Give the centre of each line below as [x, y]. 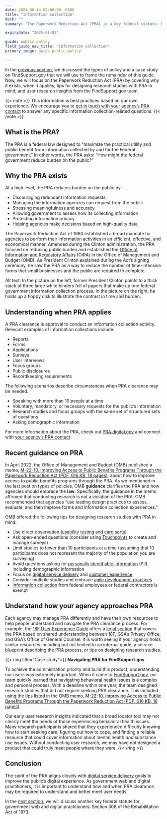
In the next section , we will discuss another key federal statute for [73, 801]
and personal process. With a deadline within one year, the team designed [81, 685]
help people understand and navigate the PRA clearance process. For [76, 623]
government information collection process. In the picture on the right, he [80, 291]
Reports [20, 339]
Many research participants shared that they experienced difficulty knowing [83, 727]
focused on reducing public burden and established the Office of [72, 250]
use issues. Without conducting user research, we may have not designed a [83, 743]
